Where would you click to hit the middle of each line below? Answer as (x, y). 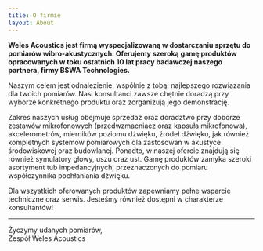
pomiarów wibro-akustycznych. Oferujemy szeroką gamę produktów (122, 53)
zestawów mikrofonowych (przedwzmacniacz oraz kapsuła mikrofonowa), (128, 125)
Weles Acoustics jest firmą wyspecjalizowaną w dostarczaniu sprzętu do (130, 45)
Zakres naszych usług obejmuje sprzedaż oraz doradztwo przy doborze (124, 117)
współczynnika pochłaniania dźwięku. (69, 175)
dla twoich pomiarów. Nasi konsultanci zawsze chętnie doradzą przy (119, 93)
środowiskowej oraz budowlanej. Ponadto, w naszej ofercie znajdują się (124, 151)
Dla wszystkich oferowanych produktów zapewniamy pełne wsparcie (119, 191)
